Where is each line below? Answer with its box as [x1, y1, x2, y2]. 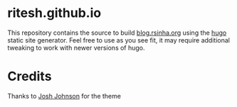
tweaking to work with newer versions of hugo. [7, 43, 145, 52]
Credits [7, 69, 52, 84]
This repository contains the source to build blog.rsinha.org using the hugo [7, 28, 227, 37]
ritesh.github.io [7, 5, 102, 21]
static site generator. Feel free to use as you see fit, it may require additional [7, 35, 230, 44]
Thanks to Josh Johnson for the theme [7, 91, 121, 100]
